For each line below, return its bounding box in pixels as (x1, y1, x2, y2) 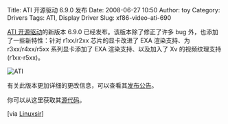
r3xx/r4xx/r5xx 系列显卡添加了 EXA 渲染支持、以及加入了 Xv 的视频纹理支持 (7, 45, 222, 53)
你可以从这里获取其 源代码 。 (7, 96, 86, 104)
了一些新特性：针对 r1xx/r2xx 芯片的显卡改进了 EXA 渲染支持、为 (7, 36, 190, 45)
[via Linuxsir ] (7, 110, 44, 118)
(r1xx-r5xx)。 (7, 53, 45, 62)
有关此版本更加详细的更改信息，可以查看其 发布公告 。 (7, 82, 158, 89)
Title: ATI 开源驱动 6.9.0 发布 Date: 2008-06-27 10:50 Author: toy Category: (7, 6, 220, 14)
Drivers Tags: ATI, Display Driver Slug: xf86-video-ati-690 (7, 14, 172, 22)
